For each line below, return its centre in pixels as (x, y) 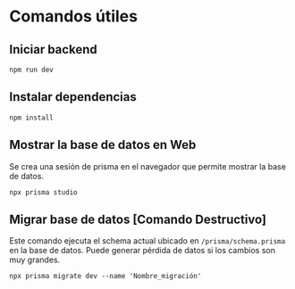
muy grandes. (35, 260)
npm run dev (31, 70)
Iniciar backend (53, 50)
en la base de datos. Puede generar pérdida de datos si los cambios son (142, 251)
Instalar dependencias (73, 97)
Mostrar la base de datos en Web (103, 145)
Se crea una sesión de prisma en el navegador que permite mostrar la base (147, 166)
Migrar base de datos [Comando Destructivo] (138, 220)
